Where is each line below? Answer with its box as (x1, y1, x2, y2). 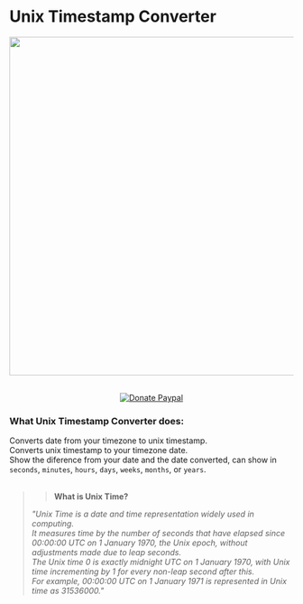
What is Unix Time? (53, 491, 129, 502)
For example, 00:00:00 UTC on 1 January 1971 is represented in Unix (31, 576, 287, 587)
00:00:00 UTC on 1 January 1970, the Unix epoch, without (31, 537, 248, 548)
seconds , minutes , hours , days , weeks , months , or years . (9, 464, 207, 475)
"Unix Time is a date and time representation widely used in (31, 508, 255, 520)
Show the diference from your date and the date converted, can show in (9, 454, 277, 466)
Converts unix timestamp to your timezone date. (9, 445, 188, 456)
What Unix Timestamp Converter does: (9, 414, 185, 427)
